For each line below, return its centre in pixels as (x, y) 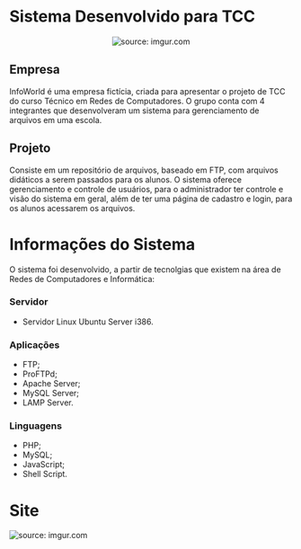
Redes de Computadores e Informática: (82, 279)
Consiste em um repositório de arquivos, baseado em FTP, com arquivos (144, 170)
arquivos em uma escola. (56, 120)
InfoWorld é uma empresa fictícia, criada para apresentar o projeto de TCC (147, 91)
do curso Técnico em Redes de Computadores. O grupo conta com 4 (137, 101)
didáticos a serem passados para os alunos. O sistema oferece (126, 179)
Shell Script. (44, 474)
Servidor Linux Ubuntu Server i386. (88, 322)
